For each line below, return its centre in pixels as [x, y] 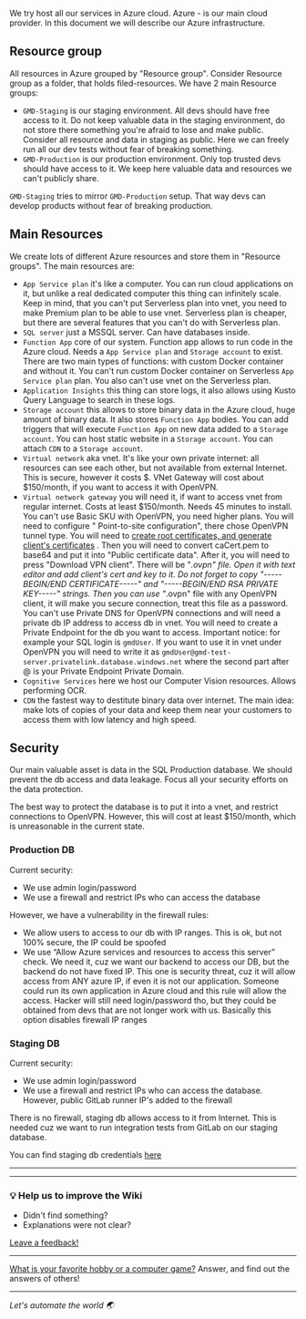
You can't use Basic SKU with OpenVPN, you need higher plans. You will [158, 516]
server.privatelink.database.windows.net [102, 662]
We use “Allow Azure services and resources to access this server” [149, 952]
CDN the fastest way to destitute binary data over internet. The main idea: [158, 700]
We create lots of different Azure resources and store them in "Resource [145, 256]
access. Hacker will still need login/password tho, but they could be [149, 1000]
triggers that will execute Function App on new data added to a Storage [155, 428]
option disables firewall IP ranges [85, 1019]
